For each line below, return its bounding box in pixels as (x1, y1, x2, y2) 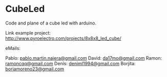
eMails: (5, 45, 20, 51)
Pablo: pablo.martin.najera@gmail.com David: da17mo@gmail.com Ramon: (5, 55, 162, 61)
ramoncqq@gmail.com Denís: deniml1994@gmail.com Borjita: (5, 60, 136, 66)
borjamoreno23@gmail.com (5, 66, 65, 72)
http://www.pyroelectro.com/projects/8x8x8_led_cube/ (5, 35, 121, 41)
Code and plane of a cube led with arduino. (5, 20, 96, 26)
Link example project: (5, 30, 51, 36)
